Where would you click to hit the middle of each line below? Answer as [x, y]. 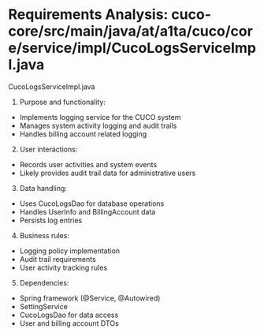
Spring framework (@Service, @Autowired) [90, 298]
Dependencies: [44, 282]
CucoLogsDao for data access [69, 315]
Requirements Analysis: [88, 15]
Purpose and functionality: [63, 102]
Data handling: [43, 188]
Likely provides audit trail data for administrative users [108, 173]
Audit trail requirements [58, 259]
